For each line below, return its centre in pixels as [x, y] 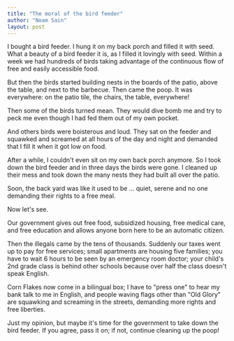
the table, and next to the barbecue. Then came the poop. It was [100, 90]
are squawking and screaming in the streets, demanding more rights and [112, 302]
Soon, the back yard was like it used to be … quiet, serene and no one [108, 189]
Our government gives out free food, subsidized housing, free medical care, [116, 223]
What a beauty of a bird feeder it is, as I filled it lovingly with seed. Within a [115, 54]
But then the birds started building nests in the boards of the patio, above [112, 82]
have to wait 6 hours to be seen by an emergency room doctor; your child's [116, 259]
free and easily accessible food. [53, 69]
